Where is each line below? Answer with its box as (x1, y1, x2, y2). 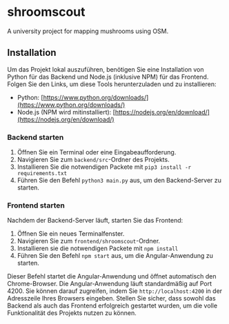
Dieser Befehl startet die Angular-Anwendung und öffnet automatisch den (7, 272, 217, 281)
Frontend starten (7, 201, 66, 210)
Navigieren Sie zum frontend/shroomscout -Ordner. (17, 237, 161, 245)
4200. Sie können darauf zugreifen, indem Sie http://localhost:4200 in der (7, 287, 223, 295)
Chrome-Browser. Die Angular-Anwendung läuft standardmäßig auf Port (7, 280, 212, 288)
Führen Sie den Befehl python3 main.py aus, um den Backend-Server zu (17, 176, 222, 185)
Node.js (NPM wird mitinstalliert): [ (17, 108, 116, 116)
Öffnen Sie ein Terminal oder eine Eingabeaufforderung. (17, 148, 177, 156)
